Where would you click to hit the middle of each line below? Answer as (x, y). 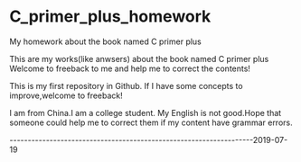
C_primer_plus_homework (110, 17)
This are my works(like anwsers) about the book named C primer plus (139, 58)
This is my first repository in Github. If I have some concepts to (126, 85)
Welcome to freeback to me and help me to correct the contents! (130, 68)
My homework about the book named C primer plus (105, 41)
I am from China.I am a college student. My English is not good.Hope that (146, 112)
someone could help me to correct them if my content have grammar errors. (151, 122)
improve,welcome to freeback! (66, 95)
